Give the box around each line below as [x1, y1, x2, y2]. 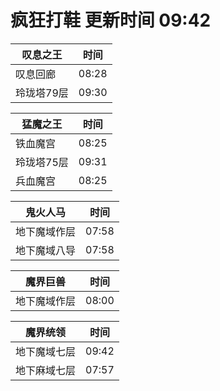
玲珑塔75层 [15, 155, 69, 169]
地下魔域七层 [15, 344, 77, 358]
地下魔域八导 [15, 243, 77, 257]
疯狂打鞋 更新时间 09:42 [10, 9, 212, 32]
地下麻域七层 [15, 363, 77, 377]
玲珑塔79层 [15, 86, 69, 100]
